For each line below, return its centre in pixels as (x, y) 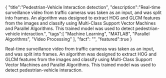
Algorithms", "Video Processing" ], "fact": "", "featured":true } (69, 39)
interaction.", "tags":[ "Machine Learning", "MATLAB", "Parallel (85, 34)
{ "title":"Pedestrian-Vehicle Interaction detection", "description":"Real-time (83, 7)
